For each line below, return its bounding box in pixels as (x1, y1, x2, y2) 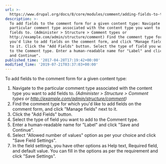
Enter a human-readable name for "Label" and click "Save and (12, 122, 139, 128)
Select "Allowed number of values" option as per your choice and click (12, 132, 156, 138)
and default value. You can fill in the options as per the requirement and (12, 148, 158, 154)
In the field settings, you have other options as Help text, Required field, (12, 143, 159, 149)
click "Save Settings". (12, 153, 56, 159)
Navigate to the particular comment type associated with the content (12, 85, 153, 91)
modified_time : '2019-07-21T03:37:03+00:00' (5, 62, 98, 67)
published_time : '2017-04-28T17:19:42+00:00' (5, 58, 100, 63)
